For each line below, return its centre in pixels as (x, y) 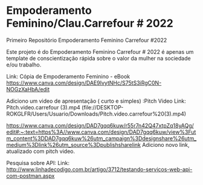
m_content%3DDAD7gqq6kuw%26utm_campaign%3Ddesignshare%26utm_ (101, 138)
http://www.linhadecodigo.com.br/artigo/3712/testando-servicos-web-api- (99, 169)
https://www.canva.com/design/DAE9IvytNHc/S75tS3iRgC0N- (84, 83)
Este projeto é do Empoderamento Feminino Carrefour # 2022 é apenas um (100, 51)
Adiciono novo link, (166, 144)
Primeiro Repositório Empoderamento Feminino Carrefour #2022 (87, 40)
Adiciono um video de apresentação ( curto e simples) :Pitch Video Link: (96, 101)
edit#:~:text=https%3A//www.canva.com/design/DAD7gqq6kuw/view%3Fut (101, 132)
